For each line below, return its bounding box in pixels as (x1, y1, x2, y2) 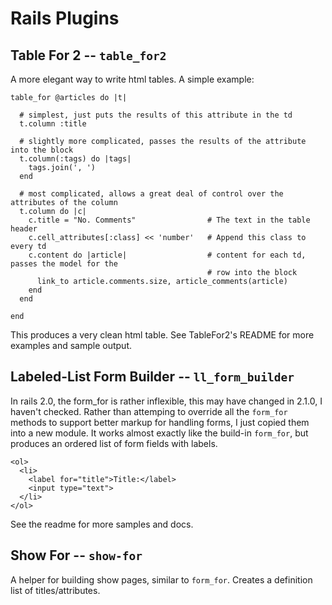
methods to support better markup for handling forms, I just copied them (10, 416, 310, 428)
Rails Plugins (10, 7, 120, 30)
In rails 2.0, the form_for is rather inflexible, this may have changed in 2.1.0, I (10, 395, 323, 407)
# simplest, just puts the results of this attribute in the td (19, 110, 293, 120)
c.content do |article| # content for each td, (28, 250, 307, 260)
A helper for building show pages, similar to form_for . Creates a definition (10, 573, 313, 586)
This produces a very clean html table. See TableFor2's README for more (10, 329, 315, 341)
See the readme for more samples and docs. (10, 518, 194, 530)
